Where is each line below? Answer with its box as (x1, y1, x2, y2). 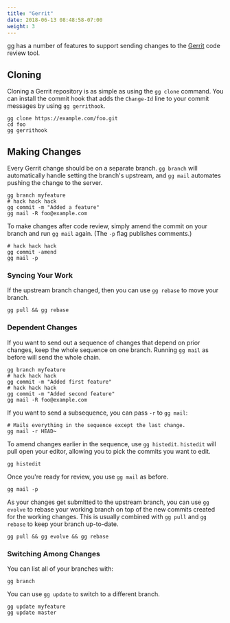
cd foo (7, 121, 26, 128)
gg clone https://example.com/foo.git (7, 115, 118, 122)
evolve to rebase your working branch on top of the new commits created (7, 505, 216, 513)
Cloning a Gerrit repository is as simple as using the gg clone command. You (7, 87, 224, 96)
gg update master (7, 609, 57, 616)
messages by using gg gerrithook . (7, 102, 106, 110)
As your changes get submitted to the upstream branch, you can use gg (7, 498, 209, 506)
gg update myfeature (7, 603, 67, 610)
